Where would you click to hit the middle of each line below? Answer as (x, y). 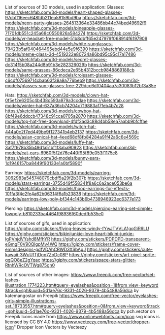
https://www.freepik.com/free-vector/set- (113, 275)
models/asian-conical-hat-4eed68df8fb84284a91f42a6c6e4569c (72, 137)
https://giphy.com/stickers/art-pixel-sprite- (113, 255)
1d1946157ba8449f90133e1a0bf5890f (44, 163)
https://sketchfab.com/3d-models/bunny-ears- (53, 158)
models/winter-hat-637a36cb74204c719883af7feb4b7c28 (65, 106)
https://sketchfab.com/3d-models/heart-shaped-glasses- (64, 12)
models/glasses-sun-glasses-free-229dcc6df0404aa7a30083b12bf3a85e (81, 85)
